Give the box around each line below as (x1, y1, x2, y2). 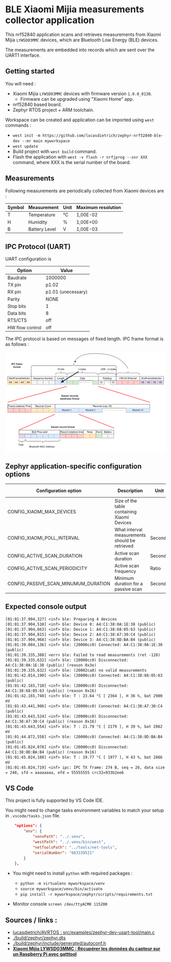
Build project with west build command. (12, 148, 97, 154)
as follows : (5, 341, 30, 347)
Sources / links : (5, 915, 58, 924)
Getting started (5, 67, 55, 76)
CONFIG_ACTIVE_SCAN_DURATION (7, 553, 83, 559)
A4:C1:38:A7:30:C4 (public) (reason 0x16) (5, 719, 97, 724)
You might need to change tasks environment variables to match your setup (5, 807, 164, 814)
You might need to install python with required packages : (12, 870, 133, 877)
